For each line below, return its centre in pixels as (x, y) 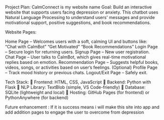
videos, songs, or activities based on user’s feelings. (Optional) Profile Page (81, 67)
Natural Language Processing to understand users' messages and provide (80, 17)
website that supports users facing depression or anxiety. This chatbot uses (82, 12)
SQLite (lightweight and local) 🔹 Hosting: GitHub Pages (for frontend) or (77, 92)
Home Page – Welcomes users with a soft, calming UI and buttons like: (76, 41)
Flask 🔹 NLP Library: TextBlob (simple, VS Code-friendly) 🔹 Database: (75, 87)
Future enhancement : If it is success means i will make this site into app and (82, 107)
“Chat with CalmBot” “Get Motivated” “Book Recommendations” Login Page (82, 47)
